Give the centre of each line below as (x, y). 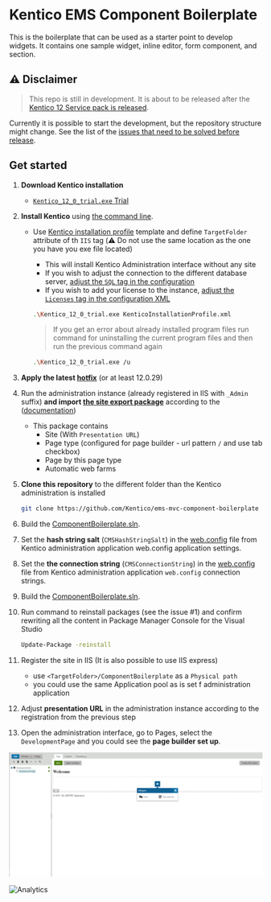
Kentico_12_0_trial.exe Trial (81, 200)
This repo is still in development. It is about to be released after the (139, 99)
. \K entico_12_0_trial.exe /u (82, 362)
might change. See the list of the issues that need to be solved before (124, 131)
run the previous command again (108, 347)
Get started (38, 165)
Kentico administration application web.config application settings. (131, 548)
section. (23, 54)
